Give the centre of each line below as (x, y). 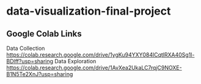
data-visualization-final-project (89, 11)
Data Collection (26, 48)
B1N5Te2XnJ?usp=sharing (40, 74)
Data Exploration (75, 61)
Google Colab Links (44, 34)
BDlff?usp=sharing (30, 61)
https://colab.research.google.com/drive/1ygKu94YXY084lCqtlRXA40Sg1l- (100, 55)
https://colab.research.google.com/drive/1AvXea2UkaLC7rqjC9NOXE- (94, 68)
